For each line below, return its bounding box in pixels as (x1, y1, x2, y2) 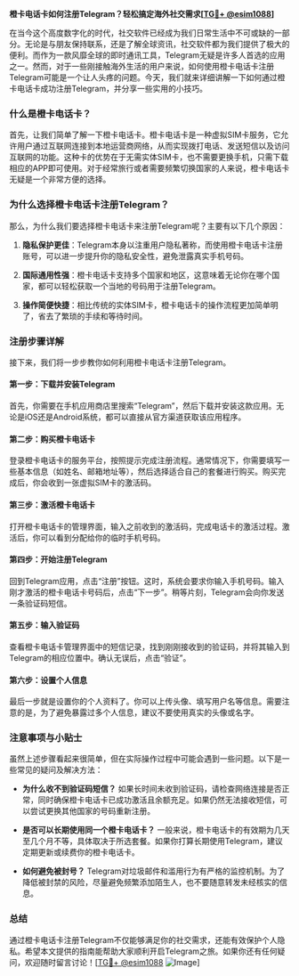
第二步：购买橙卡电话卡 (9, 434, 95, 444)
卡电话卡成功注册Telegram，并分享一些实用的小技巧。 (9, 84, 207, 94)
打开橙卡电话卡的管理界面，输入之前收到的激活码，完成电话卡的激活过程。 (9, 521, 282, 532)
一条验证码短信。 (9, 598, 72, 608)
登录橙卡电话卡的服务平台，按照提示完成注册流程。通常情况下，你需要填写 (9, 455, 282, 466)
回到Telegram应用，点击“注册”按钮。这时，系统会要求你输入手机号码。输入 (9, 575, 285, 586)
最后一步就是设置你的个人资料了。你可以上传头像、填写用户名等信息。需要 (9, 696, 282, 707)
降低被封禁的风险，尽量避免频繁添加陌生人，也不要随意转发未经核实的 (21, 877, 280, 888)
